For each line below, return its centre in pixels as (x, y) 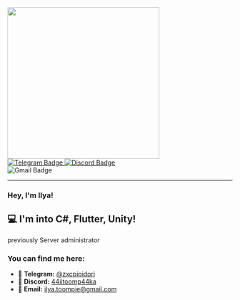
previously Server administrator (54, 240)
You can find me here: (46, 258)
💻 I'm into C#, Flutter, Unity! (72, 219)
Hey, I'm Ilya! (30, 195)
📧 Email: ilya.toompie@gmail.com (67, 289)
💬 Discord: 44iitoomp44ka (57, 281)
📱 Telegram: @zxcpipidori (56, 274)
